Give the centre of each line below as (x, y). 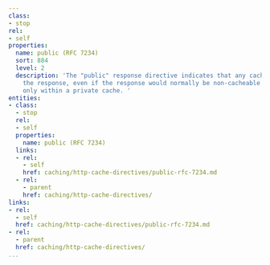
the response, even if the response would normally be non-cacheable (142, 83)
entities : (25, 98)
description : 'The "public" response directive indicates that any (131, 75)
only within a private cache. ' (77, 90)
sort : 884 (32, 61)
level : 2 (30, 68)
